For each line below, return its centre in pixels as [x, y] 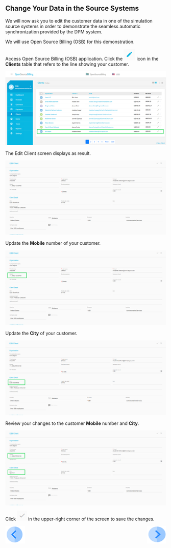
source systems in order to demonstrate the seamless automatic [73, 26]
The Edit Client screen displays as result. [48, 153]
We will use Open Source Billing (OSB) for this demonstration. [70, 42]
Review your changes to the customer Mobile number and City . [72, 423]
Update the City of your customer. [41, 334]
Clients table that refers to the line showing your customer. [67, 64]
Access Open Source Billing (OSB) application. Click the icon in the [82, 58]
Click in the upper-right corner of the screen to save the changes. [80, 519]
